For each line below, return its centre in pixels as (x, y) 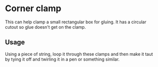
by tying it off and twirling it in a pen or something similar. (62, 59)
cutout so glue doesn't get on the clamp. (46, 27)
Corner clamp (33, 8)
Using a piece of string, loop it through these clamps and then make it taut (79, 54)
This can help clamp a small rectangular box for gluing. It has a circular (76, 22)
